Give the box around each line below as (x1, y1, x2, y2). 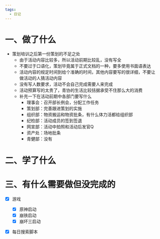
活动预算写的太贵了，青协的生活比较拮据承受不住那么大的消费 (19, 87, 143, 93)
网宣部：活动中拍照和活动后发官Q (26, 124, 94, 130)
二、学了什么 (5, 155, 57, 166)
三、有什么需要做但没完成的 (5, 179, 116, 190)
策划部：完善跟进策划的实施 (26, 105, 82, 112)
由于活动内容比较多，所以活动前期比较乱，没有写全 (19, 57, 122, 63)
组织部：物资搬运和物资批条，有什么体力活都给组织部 (26, 112, 133, 118)
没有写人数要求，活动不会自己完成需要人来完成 (19, 81, 113, 87)
